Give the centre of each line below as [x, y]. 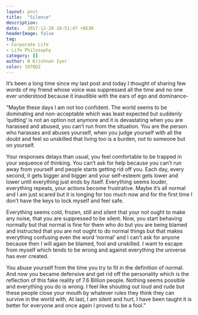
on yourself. [21, 145]
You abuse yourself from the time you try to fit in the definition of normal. [95, 268]
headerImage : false [30, 34]
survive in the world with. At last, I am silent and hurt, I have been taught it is [99, 299]
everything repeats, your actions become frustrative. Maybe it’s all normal [96, 188]
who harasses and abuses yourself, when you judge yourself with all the [94, 133]
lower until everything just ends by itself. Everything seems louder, [87, 182]
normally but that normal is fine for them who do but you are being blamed [97, 225]
